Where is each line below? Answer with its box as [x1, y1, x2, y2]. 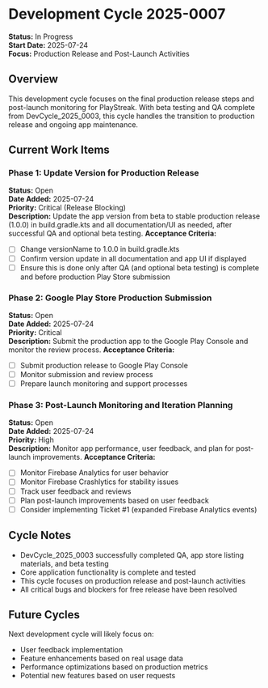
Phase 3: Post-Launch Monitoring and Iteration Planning [8, 400, 233, 411]
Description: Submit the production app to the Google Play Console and [8, 336, 249, 346]
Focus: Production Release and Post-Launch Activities [8, 49, 190, 58]
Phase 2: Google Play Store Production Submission [8, 292, 212, 304]
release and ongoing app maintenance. [8, 119, 139, 130]
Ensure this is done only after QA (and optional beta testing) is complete [19, 262, 260, 272]
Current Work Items [8, 143, 111, 157]
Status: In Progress [8, 32, 73, 41]
